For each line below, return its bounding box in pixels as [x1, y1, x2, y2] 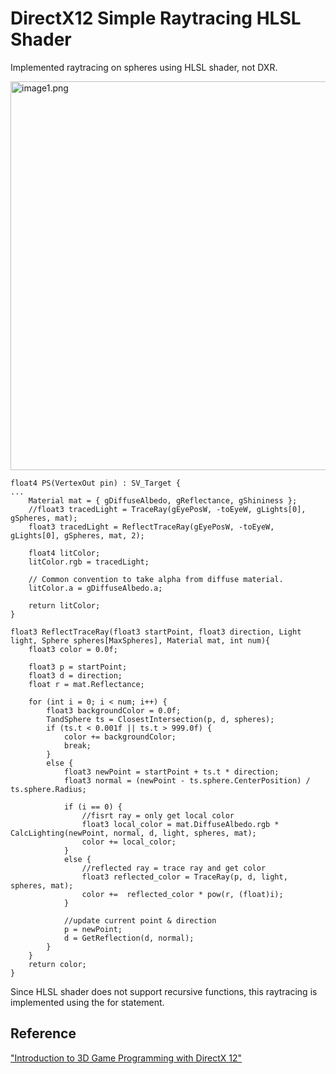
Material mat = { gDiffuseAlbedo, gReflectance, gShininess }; [28, 495, 298, 506]
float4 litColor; [28, 548, 101, 558]
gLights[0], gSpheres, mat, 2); [10, 530, 145, 541]
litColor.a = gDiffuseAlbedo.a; [28, 583, 163, 593]
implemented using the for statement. [10, 996, 165, 1008]
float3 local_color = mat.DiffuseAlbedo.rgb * [81, 819, 280, 829]
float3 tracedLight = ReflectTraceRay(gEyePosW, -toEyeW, [28, 522, 275, 532]
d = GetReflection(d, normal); [63, 933, 195, 943]
